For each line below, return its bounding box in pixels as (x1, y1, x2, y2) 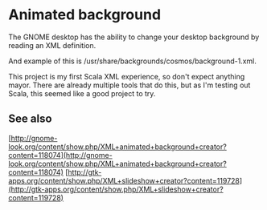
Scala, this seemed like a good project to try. (8, 88, 156, 98)
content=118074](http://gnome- (8, 150, 113, 160)
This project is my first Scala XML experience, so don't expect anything (8, 71, 245, 81)
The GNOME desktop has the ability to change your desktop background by (8, 32, 260, 42)
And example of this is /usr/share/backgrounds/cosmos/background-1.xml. (8, 56, 257, 66)
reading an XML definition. (8, 40, 97, 50)
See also (8, 112, 52, 126)
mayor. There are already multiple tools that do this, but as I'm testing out (8, 80, 251, 90)
